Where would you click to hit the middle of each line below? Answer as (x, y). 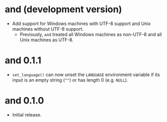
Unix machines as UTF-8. (46, 40)
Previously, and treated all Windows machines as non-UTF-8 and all (91, 34)
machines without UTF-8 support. (48, 29)
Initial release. (27, 115)
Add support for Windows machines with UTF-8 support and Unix (81, 23)
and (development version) (63, 9)
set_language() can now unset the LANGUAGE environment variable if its (86, 75)
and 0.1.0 (25, 101)
